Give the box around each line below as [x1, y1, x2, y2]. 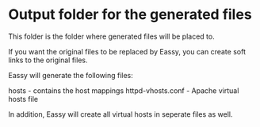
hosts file [8, 94, 38, 103]
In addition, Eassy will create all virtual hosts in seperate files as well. [8, 109, 233, 119]
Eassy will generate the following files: [8, 70, 133, 80]
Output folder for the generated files [8, 6, 252, 24]
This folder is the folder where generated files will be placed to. [8, 32, 216, 41]
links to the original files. [8, 55, 88, 65]
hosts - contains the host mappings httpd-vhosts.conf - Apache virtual [8, 85, 239, 95]
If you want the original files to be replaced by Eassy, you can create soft [8, 47, 246, 56]
